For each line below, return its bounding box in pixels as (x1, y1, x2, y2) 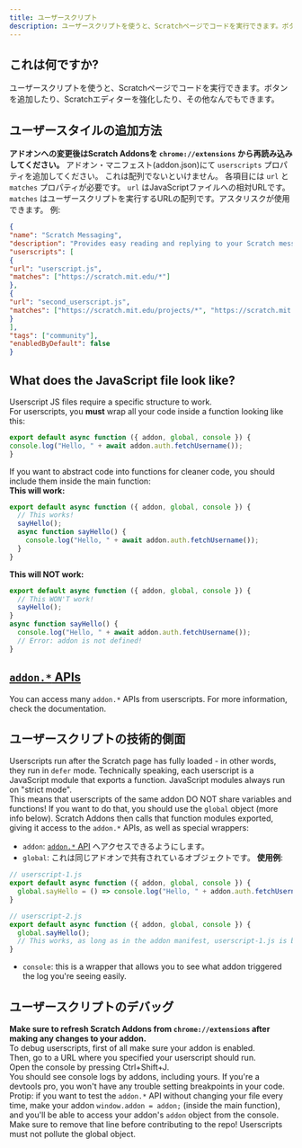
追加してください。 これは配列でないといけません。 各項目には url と (32, 171, 289, 182)
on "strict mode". (9, 784, 73, 796)
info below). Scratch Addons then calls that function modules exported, (9, 813, 274, 823)
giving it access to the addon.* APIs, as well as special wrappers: (9, 823, 249, 833)
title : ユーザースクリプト (9, 13, 98, 22)
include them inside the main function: (9, 476, 151, 486)
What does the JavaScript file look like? (9, 372, 235, 387)
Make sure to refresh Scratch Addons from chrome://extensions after (9, 1024, 271, 1034)
